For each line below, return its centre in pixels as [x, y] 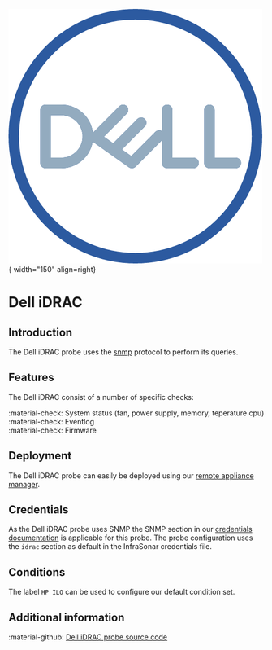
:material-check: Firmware [53, 430]
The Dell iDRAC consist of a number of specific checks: [101, 397]
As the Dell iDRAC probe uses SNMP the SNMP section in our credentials [131, 529]
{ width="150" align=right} [52, 269]
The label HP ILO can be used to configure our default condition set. [122, 592]
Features [31, 378]
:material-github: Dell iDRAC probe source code [88, 637]
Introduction [41, 332]
